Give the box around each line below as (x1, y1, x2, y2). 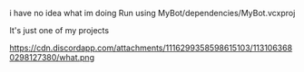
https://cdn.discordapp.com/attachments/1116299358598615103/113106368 (9, 42, 293, 53)
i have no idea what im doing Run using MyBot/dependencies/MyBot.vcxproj (9, 8, 296, 18)
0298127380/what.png (9, 52, 95, 62)
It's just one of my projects (9, 25, 110, 35)
